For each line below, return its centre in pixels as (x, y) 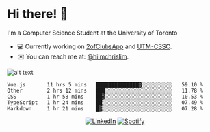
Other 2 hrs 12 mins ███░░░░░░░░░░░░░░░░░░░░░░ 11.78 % (105, 90)
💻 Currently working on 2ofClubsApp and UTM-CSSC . (94, 46)
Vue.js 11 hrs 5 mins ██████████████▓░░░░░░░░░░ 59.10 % (105, 84)
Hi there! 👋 (38, 14)
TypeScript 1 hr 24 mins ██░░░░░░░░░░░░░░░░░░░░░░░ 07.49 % (105, 102)
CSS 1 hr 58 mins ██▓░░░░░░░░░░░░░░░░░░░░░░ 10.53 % (105, 97)
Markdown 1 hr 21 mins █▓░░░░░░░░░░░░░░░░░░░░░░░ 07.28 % (105, 108)
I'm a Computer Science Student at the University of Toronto (92, 33)
